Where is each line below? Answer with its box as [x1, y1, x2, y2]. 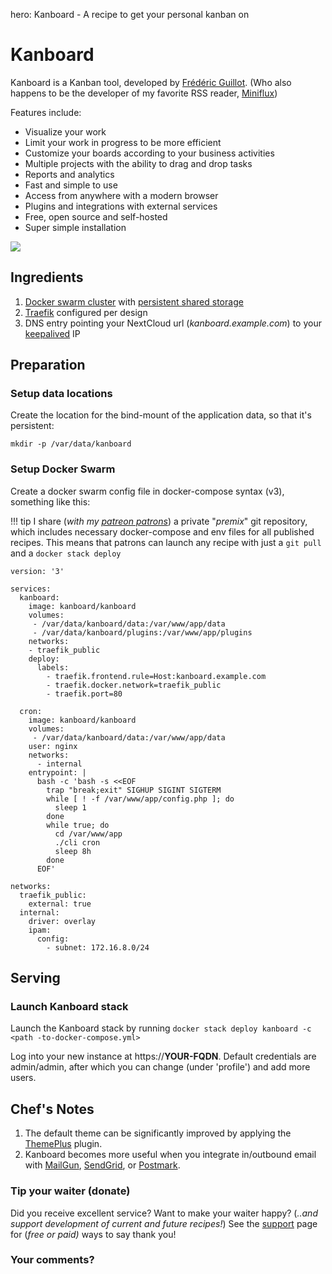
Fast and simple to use [24, 179, 118, 191]
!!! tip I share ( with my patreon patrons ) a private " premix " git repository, [10, 515, 308, 527]
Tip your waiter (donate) [10, 1184, 131, 1198]
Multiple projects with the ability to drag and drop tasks [24, 157, 253, 169]
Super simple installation [24, 221, 127, 233]
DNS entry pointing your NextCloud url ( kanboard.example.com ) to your [24, 317, 322, 329]
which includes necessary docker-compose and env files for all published [10, 525, 315, 538]
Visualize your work [24, 125, 107, 138]
